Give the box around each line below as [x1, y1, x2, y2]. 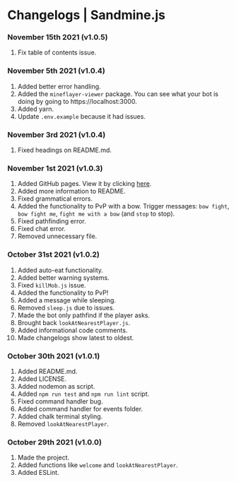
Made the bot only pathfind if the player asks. [17, 311, 151, 319]
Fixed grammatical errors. [17, 194, 93, 203]
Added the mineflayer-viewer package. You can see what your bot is [17, 89, 219, 98]
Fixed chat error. [17, 225, 66, 233]
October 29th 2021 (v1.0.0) [7, 437, 102, 447]
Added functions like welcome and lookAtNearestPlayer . [17, 461, 179, 469]
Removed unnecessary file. [17, 232, 98, 240]
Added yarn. [17, 105, 54, 113]
